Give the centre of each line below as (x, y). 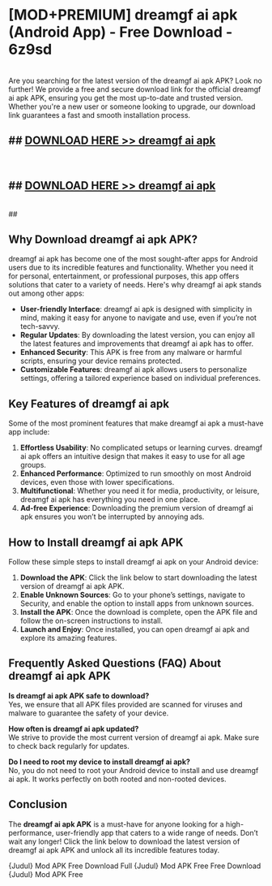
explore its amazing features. (68, 638)
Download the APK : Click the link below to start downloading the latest (138, 577)
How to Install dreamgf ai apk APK (96, 542)
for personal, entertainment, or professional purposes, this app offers (124, 276)
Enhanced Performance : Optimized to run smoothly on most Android (136, 473)
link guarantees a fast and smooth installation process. (100, 115)
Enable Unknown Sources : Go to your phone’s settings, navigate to (132, 595)
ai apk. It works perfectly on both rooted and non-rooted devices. (117, 779)
